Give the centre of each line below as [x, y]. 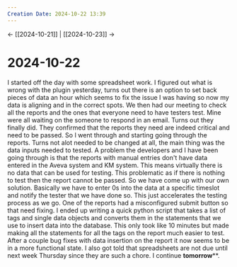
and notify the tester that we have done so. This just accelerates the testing [117, 195]
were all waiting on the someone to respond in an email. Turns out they [111, 120]
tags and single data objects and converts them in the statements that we [114, 217]
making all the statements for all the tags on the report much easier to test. [116, 233]
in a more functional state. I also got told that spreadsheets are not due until [117, 248]
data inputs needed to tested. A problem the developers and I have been [113, 150]
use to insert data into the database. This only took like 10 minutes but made [118, 225]
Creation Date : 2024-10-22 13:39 [57, 14]
